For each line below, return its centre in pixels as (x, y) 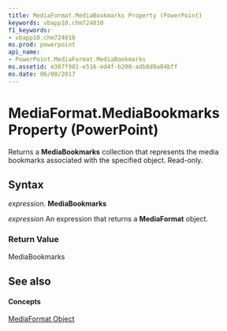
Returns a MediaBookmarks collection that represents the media (113, 151)
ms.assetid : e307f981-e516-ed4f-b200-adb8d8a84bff (93, 67)
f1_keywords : (30, 30)
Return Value (33, 240)
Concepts (24, 301)
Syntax (26, 185)
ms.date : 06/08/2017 (42, 74)
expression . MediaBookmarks (58, 204)
